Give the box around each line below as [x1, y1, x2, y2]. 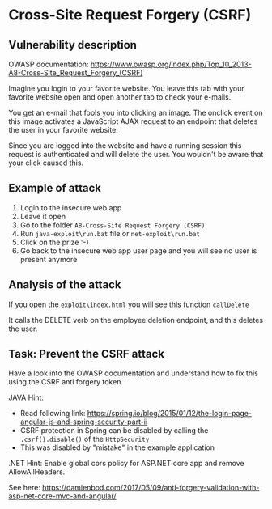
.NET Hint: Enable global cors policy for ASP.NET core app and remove [8, 459, 244, 469]
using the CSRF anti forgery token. [8, 377, 124, 387]
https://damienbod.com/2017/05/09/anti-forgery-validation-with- [41, 483, 260, 493]
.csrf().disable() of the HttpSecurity [19, 435, 150, 444]
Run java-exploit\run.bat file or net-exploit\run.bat [19, 228, 201, 238]
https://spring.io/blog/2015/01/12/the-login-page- [87, 409, 253, 418]
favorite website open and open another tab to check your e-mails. [8, 92, 232, 102]
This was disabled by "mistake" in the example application [19, 443, 215, 452]
